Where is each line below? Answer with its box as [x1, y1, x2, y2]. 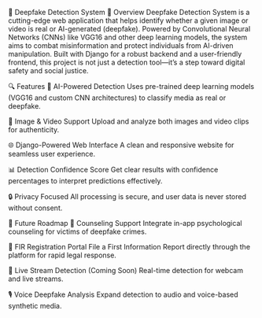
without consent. [8, 203, 63, 213]
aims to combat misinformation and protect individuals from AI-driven [8, 41, 234, 50]
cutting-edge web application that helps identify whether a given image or [8, 16, 249, 25]
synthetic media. [8, 301, 62, 310]
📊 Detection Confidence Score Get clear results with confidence [8, 165, 219, 174]
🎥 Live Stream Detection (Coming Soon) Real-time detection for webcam [8, 266, 244, 275]
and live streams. [8, 274, 64, 283]
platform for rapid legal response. [8, 250, 116, 260]
